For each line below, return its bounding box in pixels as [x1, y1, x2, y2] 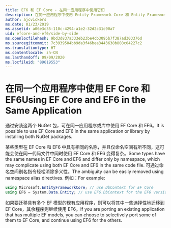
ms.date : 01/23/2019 [5, 21, 49, 27]
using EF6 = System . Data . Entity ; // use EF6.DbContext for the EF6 [5, 190, 152, 195]
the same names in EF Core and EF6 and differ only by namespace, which [5, 156, 160, 162]
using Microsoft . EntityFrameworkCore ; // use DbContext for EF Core [5, 185, 154, 190]
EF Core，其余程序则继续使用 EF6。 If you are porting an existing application [5, 206, 165, 212]
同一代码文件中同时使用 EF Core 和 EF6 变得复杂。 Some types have [22, 151, 165, 157]
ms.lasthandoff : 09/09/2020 [5, 54, 65, 60]
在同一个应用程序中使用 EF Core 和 [5, 83, 150, 95]
